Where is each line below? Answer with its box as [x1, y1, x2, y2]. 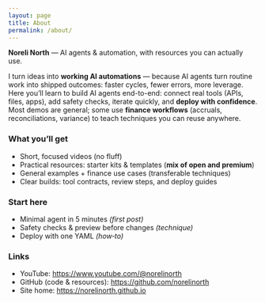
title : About [8, 19, 51, 27]
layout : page [8, 11, 51, 20]
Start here [8, 196, 48, 207]
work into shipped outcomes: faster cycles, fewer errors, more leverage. [8, 80, 244, 89]
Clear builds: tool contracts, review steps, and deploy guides [19, 176, 218, 186]
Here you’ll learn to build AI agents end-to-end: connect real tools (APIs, [8, 89, 244, 98]
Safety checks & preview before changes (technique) [19, 222, 194, 232]
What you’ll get [8, 134, 69, 145]
